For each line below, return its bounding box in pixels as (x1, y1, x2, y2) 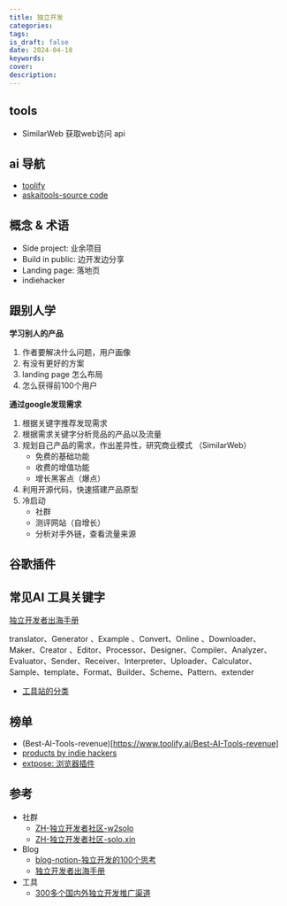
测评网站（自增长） (34, 517, 106, 528)
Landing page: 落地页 (21, 265, 100, 275)
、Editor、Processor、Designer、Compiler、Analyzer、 (69, 645, 272, 655)
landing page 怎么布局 (21, 369, 103, 379)
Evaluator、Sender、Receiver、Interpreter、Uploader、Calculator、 (9, 656, 258, 667)
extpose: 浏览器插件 (21, 758, 95, 769)
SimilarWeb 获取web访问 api (21, 128, 125, 138)
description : (9, 71, 57, 80)
